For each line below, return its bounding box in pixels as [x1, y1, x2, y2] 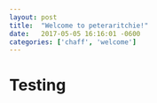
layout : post [9, 12, 58, 22]
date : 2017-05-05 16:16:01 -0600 [9, 29, 141, 38]
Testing [9, 76, 67, 95]
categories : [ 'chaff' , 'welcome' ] [9, 37, 137, 47]
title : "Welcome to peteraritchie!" [9, 21, 149, 30]
